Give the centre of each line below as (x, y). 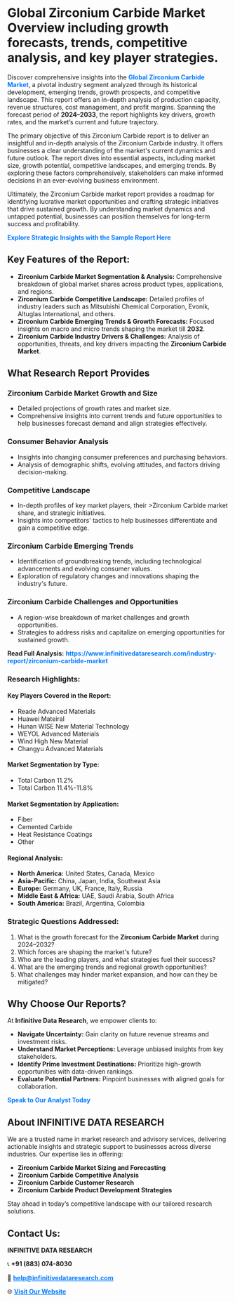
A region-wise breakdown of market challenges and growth (103, 617)
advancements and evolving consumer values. (85, 569)
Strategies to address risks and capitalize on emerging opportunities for (121, 632)
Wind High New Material (53, 741)
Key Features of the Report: (69, 260)
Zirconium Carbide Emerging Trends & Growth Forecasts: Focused (116, 321)
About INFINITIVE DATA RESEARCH (86, 1122)
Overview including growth (88, 28)
